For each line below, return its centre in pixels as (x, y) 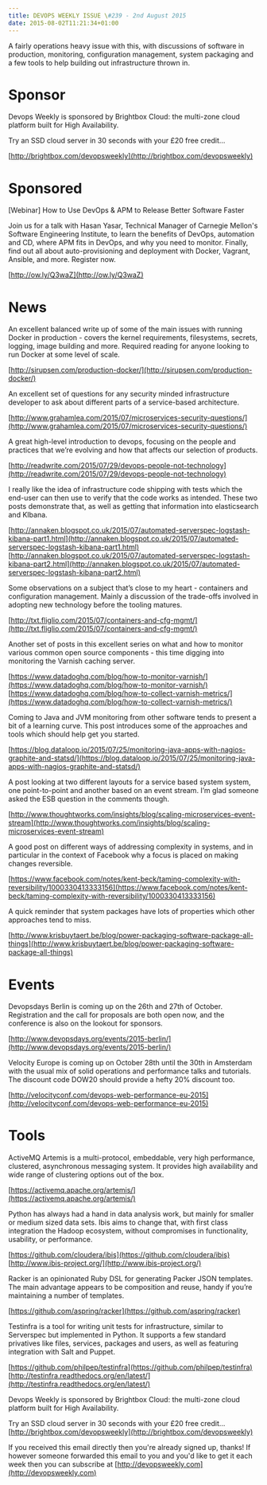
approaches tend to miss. (50, 920)
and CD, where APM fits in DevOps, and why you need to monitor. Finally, (128, 243)
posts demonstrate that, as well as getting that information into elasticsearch (133, 506)
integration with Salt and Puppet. (62, 1352)
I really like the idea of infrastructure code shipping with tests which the (126, 490)
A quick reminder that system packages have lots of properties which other (132, 912)
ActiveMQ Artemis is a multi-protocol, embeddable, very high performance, (132, 1158)
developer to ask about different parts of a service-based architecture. (124, 402)
